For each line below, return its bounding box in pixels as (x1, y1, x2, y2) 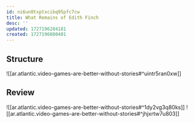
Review (6, 87, 35, 98)
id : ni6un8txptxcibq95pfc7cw (6, 8, 80, 15)
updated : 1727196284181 (6, 25, 67, 32)
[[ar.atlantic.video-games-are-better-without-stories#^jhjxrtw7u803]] (6, 110, 180, 117)
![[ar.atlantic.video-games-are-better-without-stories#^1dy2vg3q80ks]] (6, 104, 185, 111)
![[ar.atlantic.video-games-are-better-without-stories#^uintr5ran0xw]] (6, 70, 182, 77)
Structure (6, 54, 44, 64)
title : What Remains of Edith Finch (6, 15, 99, 21)
